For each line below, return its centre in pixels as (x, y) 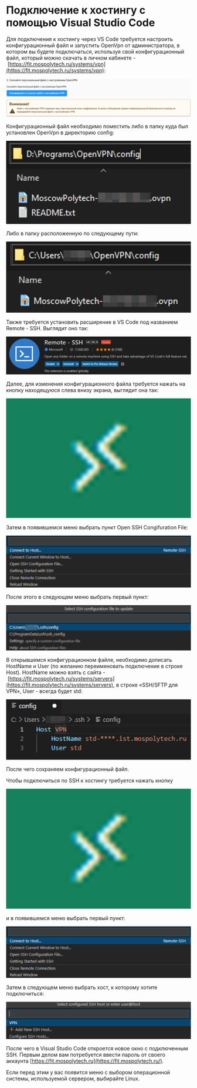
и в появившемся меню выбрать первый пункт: (66, 918)
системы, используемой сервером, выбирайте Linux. (73, 1079)
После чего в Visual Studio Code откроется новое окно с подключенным (97, 1049)
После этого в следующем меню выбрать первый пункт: (77, 597)
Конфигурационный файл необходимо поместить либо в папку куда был (97, 127)
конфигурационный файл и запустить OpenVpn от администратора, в (93, 45)
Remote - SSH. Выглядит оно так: (47, 329)
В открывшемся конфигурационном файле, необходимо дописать (89, 659)
